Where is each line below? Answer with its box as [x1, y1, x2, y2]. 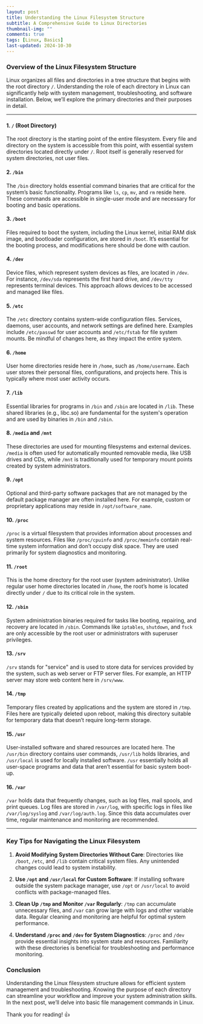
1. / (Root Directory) [6, 122, 57, 129]
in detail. [6, 102, 28, 110]
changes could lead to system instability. [14, 863, 117, 871]
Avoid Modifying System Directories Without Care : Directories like [14, 851, 184, 858]
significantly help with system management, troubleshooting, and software [6, 89, 192, 97]
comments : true [6, 32, 45, 38]
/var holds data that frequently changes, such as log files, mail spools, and [6, 797, 193, 804]
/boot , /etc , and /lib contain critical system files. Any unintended [14, 857, 179, 865]
